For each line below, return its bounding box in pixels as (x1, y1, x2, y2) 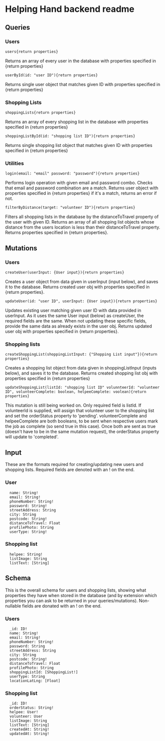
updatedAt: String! (9, 731, 50, 737)
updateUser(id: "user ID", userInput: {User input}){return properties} (5, 299, 158, 304)
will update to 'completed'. (5, 434, 59, 440)
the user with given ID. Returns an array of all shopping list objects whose (5, 219, 155, 225)
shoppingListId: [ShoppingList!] (9, 669, 78, 675)
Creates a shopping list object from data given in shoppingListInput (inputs (5, 365, 157, 371)
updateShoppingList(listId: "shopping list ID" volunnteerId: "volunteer (5, 385, 160, 390)
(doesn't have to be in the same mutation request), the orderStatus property (5, 429, 159, 435)
